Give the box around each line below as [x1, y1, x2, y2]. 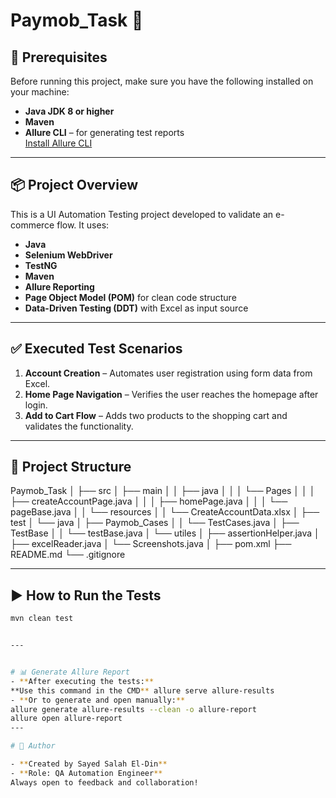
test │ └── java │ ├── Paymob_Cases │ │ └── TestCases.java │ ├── [10, 517, 300, 529]
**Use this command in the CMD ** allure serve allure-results [10, 685, 275, 696]
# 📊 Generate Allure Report [10, 667, 130, 677]
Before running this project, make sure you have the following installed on [10, 75, 314, 87]
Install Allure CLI [24, 137, 93, 149]
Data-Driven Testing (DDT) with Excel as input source [24, 302, 249, 314]
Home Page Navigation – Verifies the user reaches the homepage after [24, 388, 319, 400]
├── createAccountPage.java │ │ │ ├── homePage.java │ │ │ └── [10, 495, 288, 508]
